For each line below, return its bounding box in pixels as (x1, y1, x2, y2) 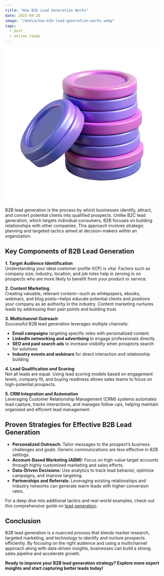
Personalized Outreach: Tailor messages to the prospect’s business (12, 441, 150, 447)
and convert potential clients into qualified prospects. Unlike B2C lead (5, 212, 146, 218)
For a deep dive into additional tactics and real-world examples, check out (5, 497, 155, 504)
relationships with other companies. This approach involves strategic (5, 223, 144, 229)
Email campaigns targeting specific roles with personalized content (12, 330, 149, 336)
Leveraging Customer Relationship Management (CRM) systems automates (5, 396, 157, 402)
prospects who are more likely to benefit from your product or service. (5, 276, 147, 281)
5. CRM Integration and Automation (5, 391, 78, 396)
